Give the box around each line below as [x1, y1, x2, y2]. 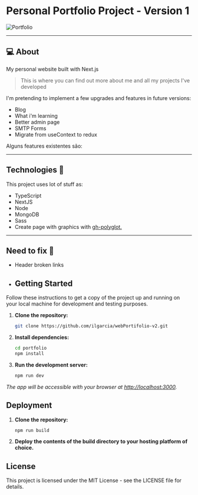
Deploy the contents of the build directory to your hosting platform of [14, 438, 187, 445]
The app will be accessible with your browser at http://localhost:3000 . [6, 383, 177, 390]
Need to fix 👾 [6, 245, 54, 255]
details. [6, 483, 24, 490]
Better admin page [14, 118, 60, 125]
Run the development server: [14, 361, 88, 368]
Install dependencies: [14, 334, 70, 341]
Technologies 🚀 [6, 165, 64, 175]
